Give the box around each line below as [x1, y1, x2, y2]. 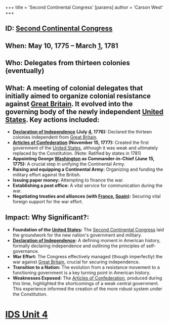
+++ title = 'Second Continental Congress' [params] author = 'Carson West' [5, 5, 163, 10]
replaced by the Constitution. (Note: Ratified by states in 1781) [12, 150, 142, 156]
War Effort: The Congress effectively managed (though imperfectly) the [12, 253, 163, 259]
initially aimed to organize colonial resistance [5, 91, 151, 100]
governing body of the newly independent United [5, 107, 163, 116]
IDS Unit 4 [5, 308, 48, 320]
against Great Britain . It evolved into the [5, 100, 133, 108]
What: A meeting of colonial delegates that [5, 83, 143, 92]
